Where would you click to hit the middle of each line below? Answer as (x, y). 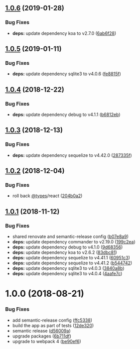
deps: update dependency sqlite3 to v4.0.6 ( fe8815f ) (67, 74)
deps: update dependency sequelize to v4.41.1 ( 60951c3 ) (71, 258)
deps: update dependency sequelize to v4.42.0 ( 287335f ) (72, 155)
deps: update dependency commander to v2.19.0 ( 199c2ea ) (74, 242)
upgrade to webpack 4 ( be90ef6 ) (47, 341)
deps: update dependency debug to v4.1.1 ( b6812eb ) (66, 115)
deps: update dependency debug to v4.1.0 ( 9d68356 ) (68, 247)
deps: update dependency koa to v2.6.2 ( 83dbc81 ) (65, 252)
